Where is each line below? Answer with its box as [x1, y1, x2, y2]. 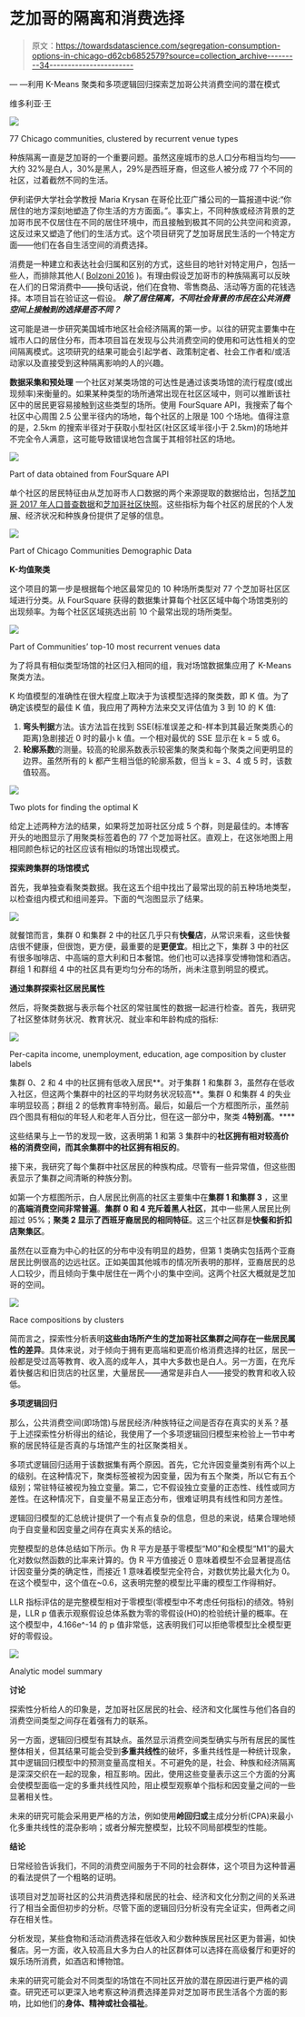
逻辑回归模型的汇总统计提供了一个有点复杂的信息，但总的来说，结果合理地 [9, 1512, 288, 1523]
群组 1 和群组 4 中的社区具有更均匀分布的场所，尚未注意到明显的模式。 [9, 964, 274, 974]
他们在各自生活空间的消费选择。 [33, 239, 152, 250]
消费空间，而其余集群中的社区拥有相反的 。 [25, 1142, 184, 1152]
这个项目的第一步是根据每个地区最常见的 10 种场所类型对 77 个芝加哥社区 [9, 583, 283, 594]
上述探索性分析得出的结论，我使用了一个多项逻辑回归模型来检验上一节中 [16, 1428, 288, 1439]
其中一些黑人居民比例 [210, 1202, 290, 1213]
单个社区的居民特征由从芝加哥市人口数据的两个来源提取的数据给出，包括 [9, 487, 280, 498]
